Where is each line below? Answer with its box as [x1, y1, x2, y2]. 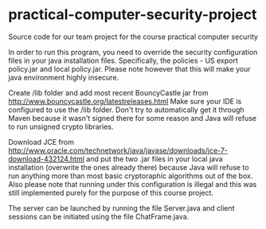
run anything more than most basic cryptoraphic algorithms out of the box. [8, 171, 253, 180]
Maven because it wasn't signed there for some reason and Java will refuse [8, 113, 257, 122]
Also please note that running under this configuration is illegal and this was [8, 179, 257, 188]
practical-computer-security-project [8, 6, 257, 24]
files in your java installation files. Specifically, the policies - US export [8, 56, 239, 65]
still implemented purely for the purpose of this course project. [8, 188, 213, 197]
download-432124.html [8, 153, 85, 164]
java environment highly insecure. [8, 72, 119, 82]
